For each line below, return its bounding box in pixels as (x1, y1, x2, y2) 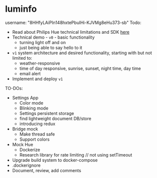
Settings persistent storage (19, 110, 74, 116)
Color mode (19, 100, 44, 106)
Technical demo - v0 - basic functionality (12, 34, 95, 40)
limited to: (12, 55, 33, 61)
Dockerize (19, 147, 41, 153)
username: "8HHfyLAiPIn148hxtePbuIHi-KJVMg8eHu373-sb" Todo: (5, 20, 142, 25)
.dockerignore (12, 162, 41, 168)
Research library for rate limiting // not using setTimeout (19, 152, 133, 157)
